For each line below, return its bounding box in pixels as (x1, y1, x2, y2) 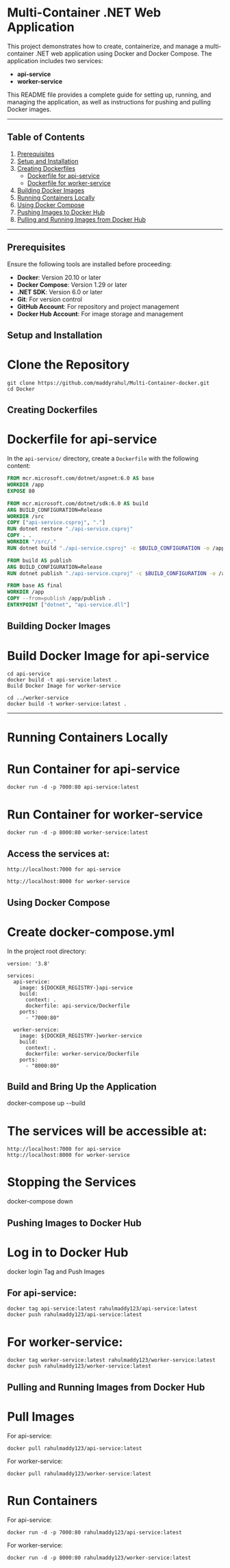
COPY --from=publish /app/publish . (7, 595, 112, 602)
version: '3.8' (7, 960, 51, 967)
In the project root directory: (7, 947, 87, 955)
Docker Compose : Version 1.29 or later (16, 280, 128, 289)
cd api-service (7, 670, 51, 677)
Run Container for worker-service (7, 806, 203, 822)
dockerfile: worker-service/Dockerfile (25, 1050, 139, 1057)
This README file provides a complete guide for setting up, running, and (7, 91, 212, 99)
